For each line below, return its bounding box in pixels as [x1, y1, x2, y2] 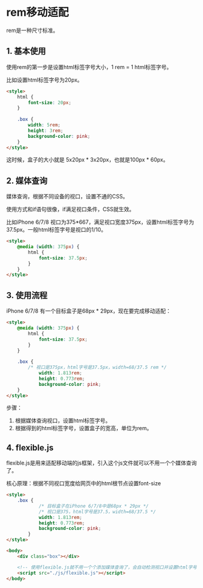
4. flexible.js [6, 442, 54, 452]
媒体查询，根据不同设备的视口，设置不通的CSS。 [6, 193, 129, 200]
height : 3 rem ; [28, 128, 63, 134]
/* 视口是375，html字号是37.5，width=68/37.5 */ [38, 509, 156, 515]
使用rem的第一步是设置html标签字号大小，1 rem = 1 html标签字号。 [6, 63, 172, 70]
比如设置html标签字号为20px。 [6, 76, 83, 83]
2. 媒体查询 [6, 175, 48, 186]
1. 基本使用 [6, 46, 47, 56]
